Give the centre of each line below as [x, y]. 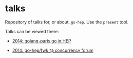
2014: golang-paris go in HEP [42, 41]
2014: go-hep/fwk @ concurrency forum [53, 50]
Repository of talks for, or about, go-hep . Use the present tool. [67, 22]
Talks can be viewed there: [32, 31]
